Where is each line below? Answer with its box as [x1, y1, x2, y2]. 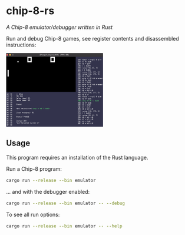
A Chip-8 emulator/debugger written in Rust [6, 24, 113, 31]
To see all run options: [6, 211, 60, 218]
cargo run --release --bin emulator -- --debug [6, 200, 125, 206]
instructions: [6, 41, 37, 48]
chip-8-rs [6, 4, 55, 18]
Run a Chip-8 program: [6, 165, 62, 172]
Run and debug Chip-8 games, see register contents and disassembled [6, 35, 180, 42]
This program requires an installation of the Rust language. [6, 154, 148, 161]
